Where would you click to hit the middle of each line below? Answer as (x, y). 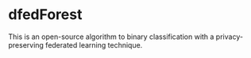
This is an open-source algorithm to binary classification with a (111, 37)
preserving (26, 44)
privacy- (230, 37)
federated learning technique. (94, 44)
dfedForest (45, 15)
